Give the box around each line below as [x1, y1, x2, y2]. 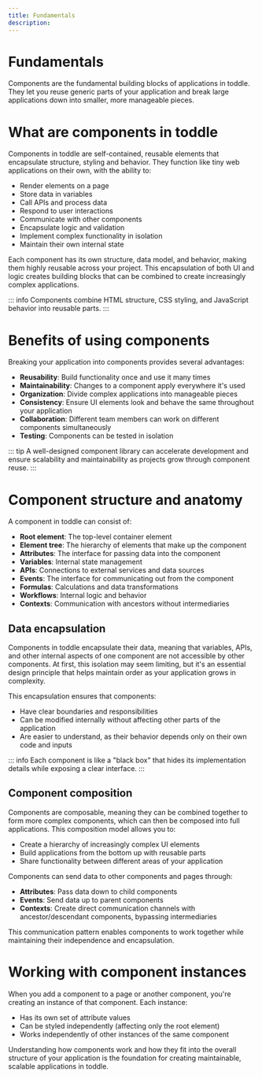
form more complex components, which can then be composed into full [8, 816, 240, 825]
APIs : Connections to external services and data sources [19, 565, 205, 575]
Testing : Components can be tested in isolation [19, 431, 174, 441]
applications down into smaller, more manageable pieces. [8, 95, 194, 105]
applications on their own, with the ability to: [8, 166, 152, 176]
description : [8, 19, 51, 27]
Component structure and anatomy [8, 491, 243, 509]
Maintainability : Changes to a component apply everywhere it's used [19, 381, 245, 391]
